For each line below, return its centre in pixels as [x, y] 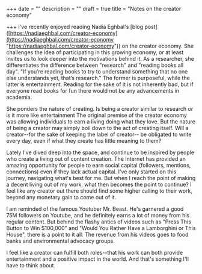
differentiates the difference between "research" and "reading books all [95, 65]
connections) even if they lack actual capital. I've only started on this [91, 172]
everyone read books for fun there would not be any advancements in [93, 91]
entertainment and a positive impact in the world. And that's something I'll [98, 259]
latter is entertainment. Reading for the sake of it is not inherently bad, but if [100, 84]
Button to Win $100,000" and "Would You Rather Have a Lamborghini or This [101, 228]
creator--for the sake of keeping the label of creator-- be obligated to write [99, 134]
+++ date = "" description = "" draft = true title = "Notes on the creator [94, 9]
